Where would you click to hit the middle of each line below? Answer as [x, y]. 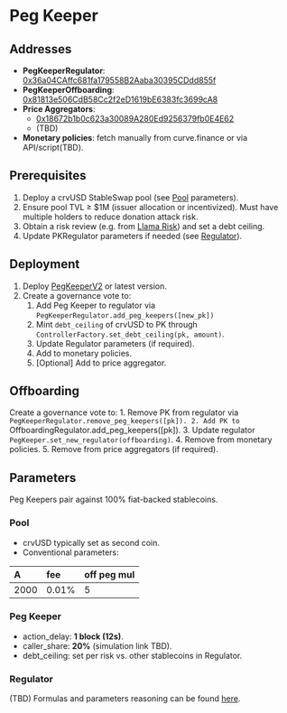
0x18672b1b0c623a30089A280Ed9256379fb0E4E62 [135, 119]
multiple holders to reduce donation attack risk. [110, 217]
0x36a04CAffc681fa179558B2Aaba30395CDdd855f [119, 80]
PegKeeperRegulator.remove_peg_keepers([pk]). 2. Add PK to [125, 421]
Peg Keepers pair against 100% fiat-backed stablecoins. [114, 500]
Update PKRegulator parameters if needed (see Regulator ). [132, 236]
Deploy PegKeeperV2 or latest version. [94, 286]
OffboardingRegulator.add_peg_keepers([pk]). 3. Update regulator [132, 431]
